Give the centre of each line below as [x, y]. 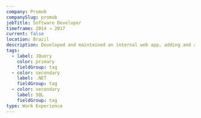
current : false [25, 34]
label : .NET [32, 78]
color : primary [36, 61]
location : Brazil [28, 39]
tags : [13, 51]
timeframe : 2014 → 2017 [36, 28]
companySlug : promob [32, 17]
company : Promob [26, 12]
